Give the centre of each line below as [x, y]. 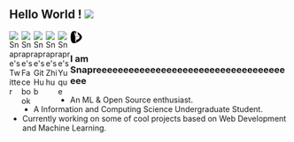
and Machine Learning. [64, 128]
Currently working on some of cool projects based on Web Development [154, 119]
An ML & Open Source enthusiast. [132, 100]
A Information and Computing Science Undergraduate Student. [148, 109]
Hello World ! [46, 15]
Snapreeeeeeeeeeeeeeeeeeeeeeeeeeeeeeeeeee [178, 70]
